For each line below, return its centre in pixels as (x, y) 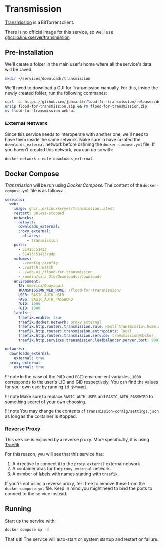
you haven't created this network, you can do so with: (59, 149)
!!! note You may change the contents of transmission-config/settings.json (82, 411)
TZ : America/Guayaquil (41, 286)
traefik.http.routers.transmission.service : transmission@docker (86, 336)
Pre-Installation (29, 52)
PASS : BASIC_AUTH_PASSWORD (45, 299)
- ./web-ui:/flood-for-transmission (55, 272)
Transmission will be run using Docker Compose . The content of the (74, 185)
